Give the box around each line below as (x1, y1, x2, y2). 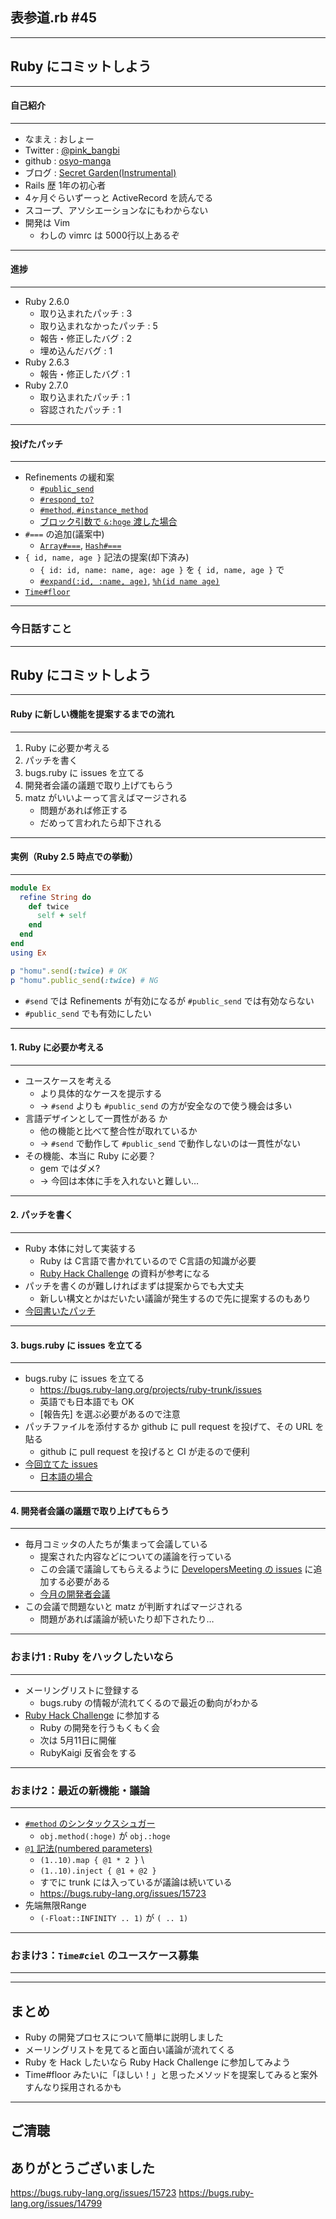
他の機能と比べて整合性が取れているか (39, 1124, 198, 1137)
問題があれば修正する (39, 804, 128, 816)
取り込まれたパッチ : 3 (39, 308, 133, 320)
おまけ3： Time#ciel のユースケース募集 (10, 1948, 199, 1962)
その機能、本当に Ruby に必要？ (24, 1149, 157, 1162)
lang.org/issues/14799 (10, 2198, 103, 2210)
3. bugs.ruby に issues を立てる (10, 1339, 143, 1351)
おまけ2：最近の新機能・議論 (10, 1783, 150, 1797)
